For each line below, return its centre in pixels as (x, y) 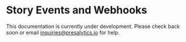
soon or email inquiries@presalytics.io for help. (63, 32)
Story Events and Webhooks (77, 10)
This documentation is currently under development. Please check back (93, 26)
